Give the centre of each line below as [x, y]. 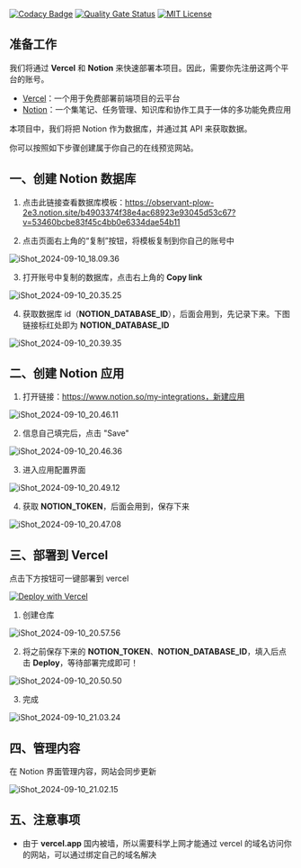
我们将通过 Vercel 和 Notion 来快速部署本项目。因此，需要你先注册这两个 [145, 68]
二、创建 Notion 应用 [67, 374]
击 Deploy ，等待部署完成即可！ [80, 663]
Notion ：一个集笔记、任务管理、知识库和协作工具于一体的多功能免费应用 [157, 109]
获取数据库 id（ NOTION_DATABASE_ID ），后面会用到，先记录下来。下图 [156, 313]
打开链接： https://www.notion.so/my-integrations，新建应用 [133, 397]
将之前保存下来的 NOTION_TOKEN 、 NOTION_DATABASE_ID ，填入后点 [155, 652]
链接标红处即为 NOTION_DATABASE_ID [96, 325]
